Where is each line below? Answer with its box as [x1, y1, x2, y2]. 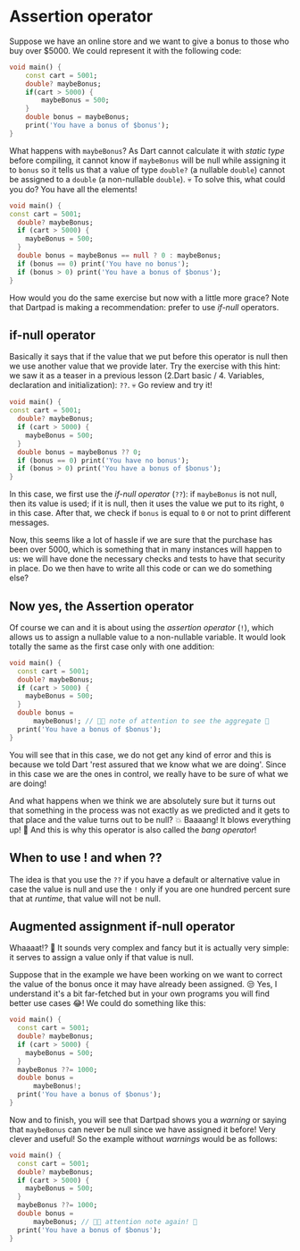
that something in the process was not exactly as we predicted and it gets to [9, 805, 290, 816]
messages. [9, 517, 50, 528]
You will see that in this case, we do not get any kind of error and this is [9, 749, 272, 760]
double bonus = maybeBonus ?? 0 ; [17, 447, 142, 457]
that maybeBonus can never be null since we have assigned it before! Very [9, 1124, 277, 1135]
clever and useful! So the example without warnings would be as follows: [9, 1133, 279, 1144]
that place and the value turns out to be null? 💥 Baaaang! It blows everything [9, 814, 292, 824]
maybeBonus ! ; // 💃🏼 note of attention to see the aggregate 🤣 [32, 717, 270, 726]
